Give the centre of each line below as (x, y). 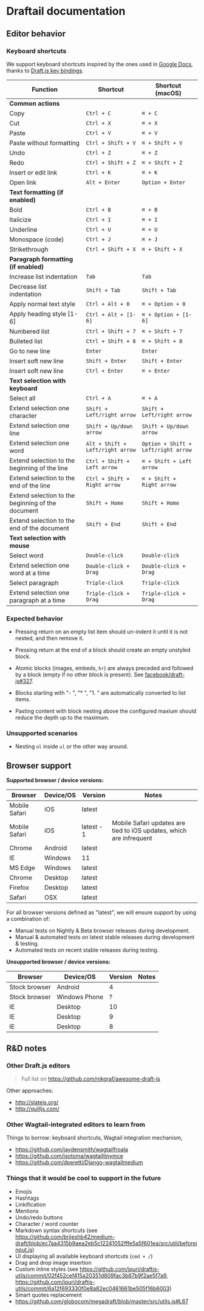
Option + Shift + (167, 444)
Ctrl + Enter (105, 371)
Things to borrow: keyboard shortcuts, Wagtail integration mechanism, (94, 1138)
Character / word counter (47, 1223)
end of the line (30, 486)
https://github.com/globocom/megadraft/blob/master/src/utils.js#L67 (102, 1301)
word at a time (30, 573)
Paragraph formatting (41, 259)
